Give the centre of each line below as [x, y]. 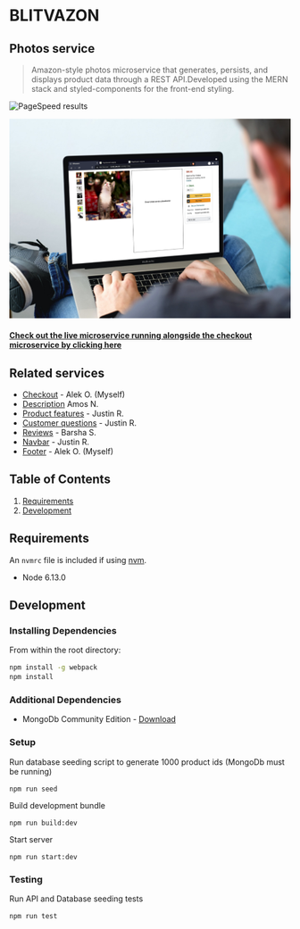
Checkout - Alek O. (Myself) [74, 394]
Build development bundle [57, 805]
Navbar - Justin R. [55, 442]
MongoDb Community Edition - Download [99, 719]
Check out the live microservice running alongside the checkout [131, 336]
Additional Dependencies [66, 700]
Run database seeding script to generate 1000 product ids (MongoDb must [147, 762]
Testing [26, 879]
